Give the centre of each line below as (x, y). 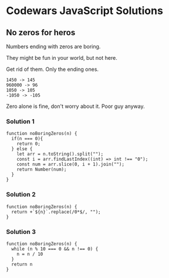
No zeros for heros (41, 33)
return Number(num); (42, 169)
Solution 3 (21, 232)
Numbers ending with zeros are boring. (53, 46)
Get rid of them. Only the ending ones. (52, 69)
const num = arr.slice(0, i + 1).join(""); (71, 165)
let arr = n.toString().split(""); (60, 154)
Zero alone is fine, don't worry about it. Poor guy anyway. (75, 106)
